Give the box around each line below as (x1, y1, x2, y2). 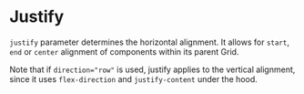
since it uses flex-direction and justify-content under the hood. (9, 73, 258, 84)
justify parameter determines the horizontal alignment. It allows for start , (9, 37, 289, 47)
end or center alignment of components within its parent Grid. (9, 46, 239, 57)
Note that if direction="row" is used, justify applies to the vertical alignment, (9, 64, 296, 75)
